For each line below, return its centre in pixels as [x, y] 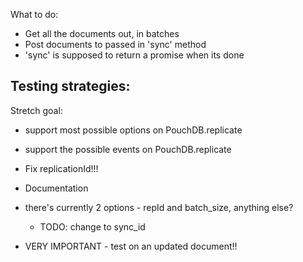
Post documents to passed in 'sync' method [115, 44]
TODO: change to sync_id [92, 226]
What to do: [34, 14]
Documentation [56, 188]
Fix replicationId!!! [61, 168]
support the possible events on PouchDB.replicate [128, 149]
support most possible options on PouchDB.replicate [133, 130]
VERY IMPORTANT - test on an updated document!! [131, 246]
